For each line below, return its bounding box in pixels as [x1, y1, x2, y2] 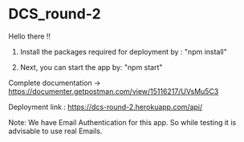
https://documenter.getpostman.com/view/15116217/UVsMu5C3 [8, 86, 219, 96]
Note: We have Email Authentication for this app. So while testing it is [8, 117, 237, 127]
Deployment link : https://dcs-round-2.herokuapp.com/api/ [8, 102, 203, 112]
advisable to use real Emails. [8, 126, 103, 136]
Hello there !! [8, 31, 51, 41]
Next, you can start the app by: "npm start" [19, 62, 163, 72]
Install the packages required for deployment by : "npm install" [19, 47, 227, 56]
